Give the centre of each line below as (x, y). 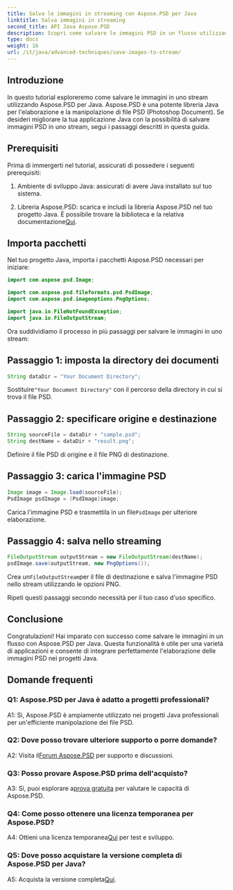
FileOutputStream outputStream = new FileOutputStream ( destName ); (105, 557)
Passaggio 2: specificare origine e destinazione (112, 419)
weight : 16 (23, 46)
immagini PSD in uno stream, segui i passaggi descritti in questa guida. (109, 126)
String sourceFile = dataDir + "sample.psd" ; (74, 435)
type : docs (23, 40)
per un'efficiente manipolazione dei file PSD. (70, 722)
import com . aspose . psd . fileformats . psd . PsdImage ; (80, 293)
